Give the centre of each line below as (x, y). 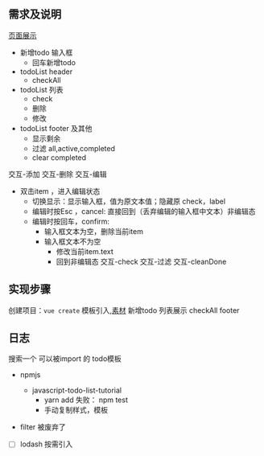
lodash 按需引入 (46, 444)
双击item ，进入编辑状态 (60, 191)
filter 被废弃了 (43, 427)
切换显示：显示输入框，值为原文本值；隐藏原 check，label (129, 201)
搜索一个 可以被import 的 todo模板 (65, 359)
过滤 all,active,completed (73, 148)
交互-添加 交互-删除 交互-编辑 (58, 174)
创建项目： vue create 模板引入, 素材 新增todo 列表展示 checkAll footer (124, 310)
